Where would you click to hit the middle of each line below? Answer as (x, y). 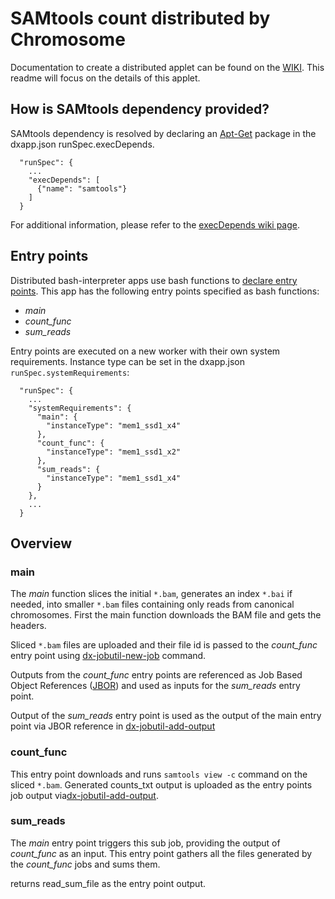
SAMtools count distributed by (140, 18)
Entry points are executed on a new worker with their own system (145, 351)
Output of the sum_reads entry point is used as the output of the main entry (166, 716)
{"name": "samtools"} (82, 188)
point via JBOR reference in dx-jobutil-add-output (113, 726)
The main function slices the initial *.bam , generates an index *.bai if (151, 594)
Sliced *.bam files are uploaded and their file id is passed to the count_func (164, 645)
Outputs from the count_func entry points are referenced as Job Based (156, 675)
